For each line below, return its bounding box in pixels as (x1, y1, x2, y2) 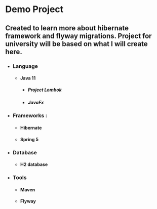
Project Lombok (27, 87, 62, 93)
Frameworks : (12, 112, 48, 119)
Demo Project (5, 4, 64, 15)
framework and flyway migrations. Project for (5, 31, 152, 40)
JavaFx (27, 100, 44, 106)
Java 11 (20, 75, 36, 81)
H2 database (20, 161, 48, 168)
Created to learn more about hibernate (5, 24, 129, 32)
